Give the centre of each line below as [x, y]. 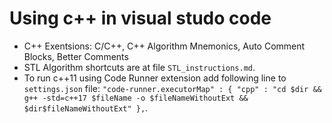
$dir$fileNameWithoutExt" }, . [86, 108]
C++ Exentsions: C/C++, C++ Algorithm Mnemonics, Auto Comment [164, 46]
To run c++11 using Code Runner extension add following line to [155, 78]
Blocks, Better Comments [76, 56]
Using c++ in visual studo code [140, 18]
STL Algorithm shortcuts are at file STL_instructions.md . [139, 67]
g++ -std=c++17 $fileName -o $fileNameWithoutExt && [136, 98]
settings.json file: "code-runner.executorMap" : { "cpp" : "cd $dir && [172, 88]
